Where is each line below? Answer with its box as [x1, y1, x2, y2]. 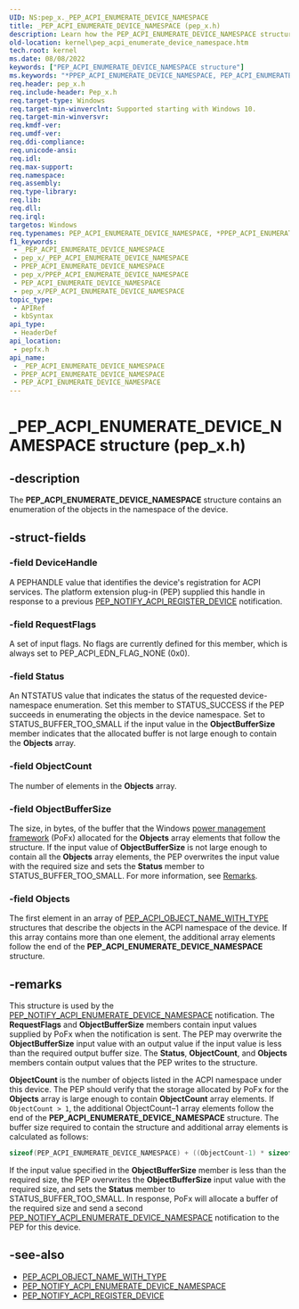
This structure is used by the [9, 1000, 114, 1011]
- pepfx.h [12, 344, 50, 353]
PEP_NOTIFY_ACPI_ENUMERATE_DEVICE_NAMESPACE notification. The [9, 1010, 275, 1021]
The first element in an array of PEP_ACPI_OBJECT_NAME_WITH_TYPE [9, 913, 270, 924]
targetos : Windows [9, 220, 77, 229]
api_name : [9, 353, 46, 362]
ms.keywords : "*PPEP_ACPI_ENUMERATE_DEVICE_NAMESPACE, [9, 71, 217, 80]
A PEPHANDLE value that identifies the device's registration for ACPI [9, 576, 261, 587]
